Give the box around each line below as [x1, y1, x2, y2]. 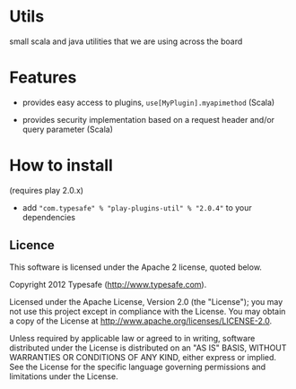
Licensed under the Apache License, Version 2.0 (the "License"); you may [9, 296, 283, 307]
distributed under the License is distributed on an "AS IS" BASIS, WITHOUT [9, 342, 287, 353]
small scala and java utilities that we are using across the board [9, 36, 243, 47]
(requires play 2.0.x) [9, 185, 83, 195]
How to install [9, 155, 114, 176]
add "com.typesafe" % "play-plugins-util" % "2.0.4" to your [22, 202, 253, 212]
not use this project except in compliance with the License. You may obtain [9, 306, 286, 316]
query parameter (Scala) [22, 124, 114, 134]
